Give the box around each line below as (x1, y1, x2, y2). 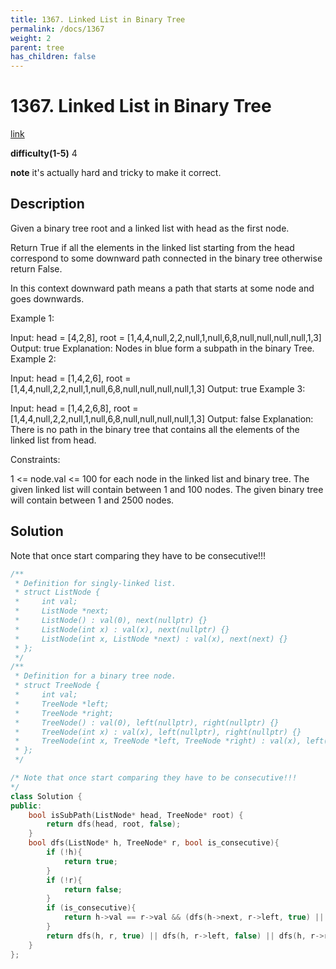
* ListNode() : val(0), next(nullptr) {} (14, 616, 208, 626)
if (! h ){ (46, 847, 83, 858)
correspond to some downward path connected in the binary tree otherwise (10, 252, 323, 264)
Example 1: (10, 312, 55, 324)
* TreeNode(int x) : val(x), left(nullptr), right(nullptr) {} (14, 727, 302, 737)
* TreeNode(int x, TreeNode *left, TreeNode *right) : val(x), (14, 736, 302, 746)
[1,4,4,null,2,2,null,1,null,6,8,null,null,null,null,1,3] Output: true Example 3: (10, 382, 306, 395)
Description (10, 196, 85, 213)
